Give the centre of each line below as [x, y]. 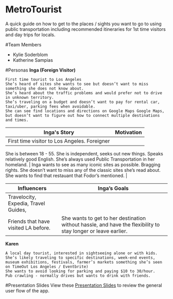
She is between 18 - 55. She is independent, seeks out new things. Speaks [84, 153]
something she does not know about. [45, 89]
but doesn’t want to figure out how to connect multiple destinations [83, 115]
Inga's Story [59, 132]
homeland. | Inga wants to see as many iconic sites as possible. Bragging [83, 164]
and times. [17, 120]
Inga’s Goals [113, 188]
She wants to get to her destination [103, 218]
